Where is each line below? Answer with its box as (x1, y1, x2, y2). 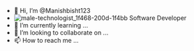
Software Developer (128, 14, 187, 22)
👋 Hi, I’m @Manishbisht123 (13, 7, 91, 14)
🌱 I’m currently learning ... (13, 21, 89, 29)
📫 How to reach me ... (13, 37, 79, 44)
